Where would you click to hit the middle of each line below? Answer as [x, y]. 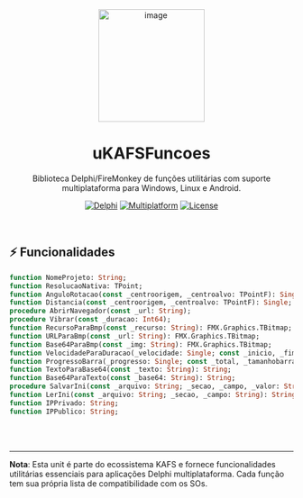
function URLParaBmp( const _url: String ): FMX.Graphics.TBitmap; [134, 336]
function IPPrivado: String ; [64, 403]
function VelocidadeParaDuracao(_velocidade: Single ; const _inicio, [143, 353]
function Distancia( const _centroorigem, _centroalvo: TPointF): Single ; [151, 303]
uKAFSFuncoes [151, 154]
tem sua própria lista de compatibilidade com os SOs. [109, 483]
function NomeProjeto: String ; [68, 277]
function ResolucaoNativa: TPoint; [76, 286]
